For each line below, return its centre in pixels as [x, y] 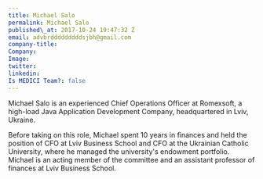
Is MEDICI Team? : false [47, 81]
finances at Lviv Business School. [62, 168]
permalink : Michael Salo [49, 23]
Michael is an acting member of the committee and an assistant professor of [131, 159]
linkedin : [24, 73]
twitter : [22, 66]
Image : [19, 59]
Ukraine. [22, 120]
